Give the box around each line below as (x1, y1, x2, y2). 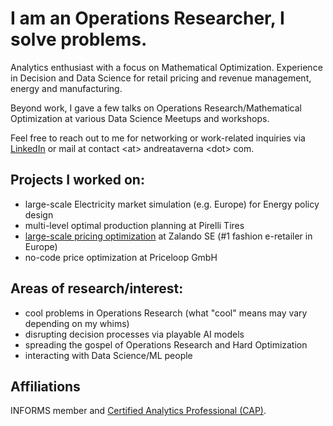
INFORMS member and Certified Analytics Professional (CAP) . (10, 405, 267, 417)
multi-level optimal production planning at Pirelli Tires (24, 219, 245, 231)
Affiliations (10, 378, 81, 395)
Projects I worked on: (10, 172, 145, 189)
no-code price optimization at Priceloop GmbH (24, 251, 218, 263)
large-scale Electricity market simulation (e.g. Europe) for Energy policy (24, 198, 320, 210)
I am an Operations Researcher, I (10, 7, 285, 30)
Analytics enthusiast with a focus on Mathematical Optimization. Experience (10, 61, 323, 73)
